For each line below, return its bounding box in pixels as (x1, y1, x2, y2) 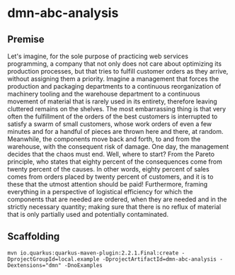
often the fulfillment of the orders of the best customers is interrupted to (7, 112, 218, 120)
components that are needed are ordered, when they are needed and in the (7, 195, 227, 203)
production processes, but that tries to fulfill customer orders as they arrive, (7, 67, 229, 75)
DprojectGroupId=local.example (7, 255, 100, 263)
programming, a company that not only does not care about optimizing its (7, 60, 222, 68)
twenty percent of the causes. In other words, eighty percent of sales (7, 165, 210, 173)
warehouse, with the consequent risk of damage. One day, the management (7, 142, 229, 150)
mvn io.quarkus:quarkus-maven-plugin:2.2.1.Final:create (7, 249, 179, 257)
